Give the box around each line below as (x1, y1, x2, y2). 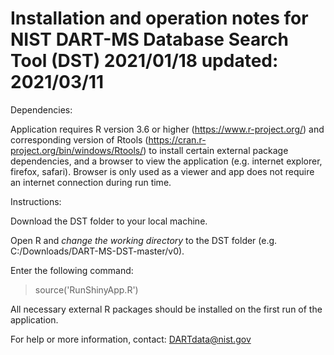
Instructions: (10, 195, 62, 207)
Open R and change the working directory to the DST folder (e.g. (10, 234, 278, 246)
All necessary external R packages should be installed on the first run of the (10, 303, 323, 315)
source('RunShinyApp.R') (34, 283, 139, 296)
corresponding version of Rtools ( (10, 133, 149, 146)
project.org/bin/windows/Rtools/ (10, 144, 144, 156)
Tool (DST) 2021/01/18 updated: (10, 50, 279, 72)
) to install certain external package (143, 144, 289, 156)
